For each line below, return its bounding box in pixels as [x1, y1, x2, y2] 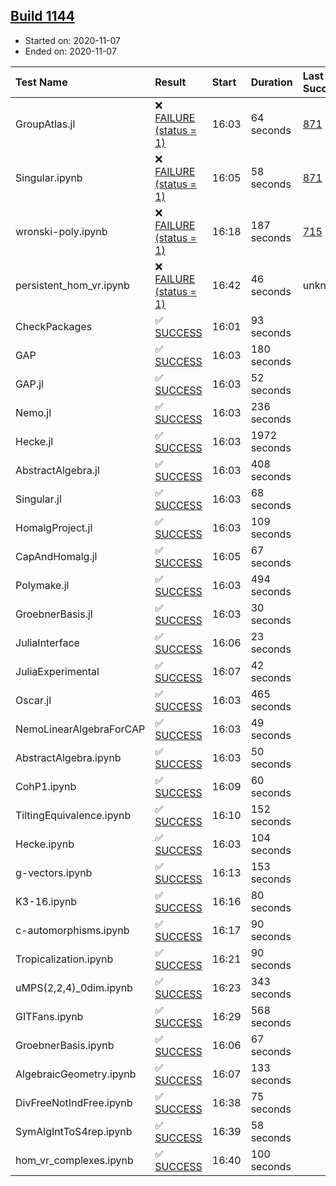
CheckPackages [15, 319, 93, 333]
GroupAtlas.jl [15, 117, 76, 131]
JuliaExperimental [15, 664, 100, 678]
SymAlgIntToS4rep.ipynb [15, 1124, 133, 1138]
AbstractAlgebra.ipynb [15, 750, 122, 764]
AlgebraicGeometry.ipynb [15, 1067, 137, 1081]
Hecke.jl [15, 434, 54, 448]
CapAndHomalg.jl [15, 549, 98, 563]
